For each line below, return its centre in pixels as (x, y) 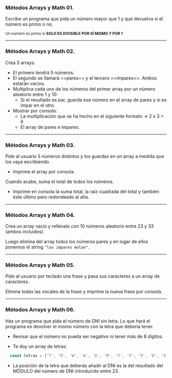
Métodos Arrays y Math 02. (40, 51)
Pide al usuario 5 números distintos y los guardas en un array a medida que (85, 156)
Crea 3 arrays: (20, 63)
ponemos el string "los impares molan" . (47, 247)
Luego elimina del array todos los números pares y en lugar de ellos (77, 242)
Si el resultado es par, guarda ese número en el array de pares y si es (93, 100)
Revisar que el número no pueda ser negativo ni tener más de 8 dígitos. (88, 336)
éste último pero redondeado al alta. (51, 197)
